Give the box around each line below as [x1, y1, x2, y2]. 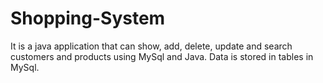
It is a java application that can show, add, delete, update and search [10, 40, 293, 52]
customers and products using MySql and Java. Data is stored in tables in [10, 50, 314, 62]
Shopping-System [10, 7, 166, 30]
